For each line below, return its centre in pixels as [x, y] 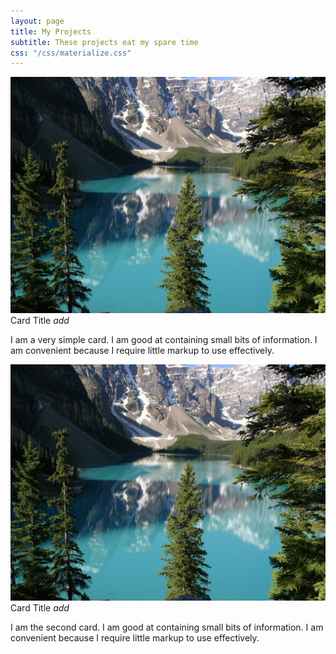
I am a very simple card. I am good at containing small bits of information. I [164, 340]
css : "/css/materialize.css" [71, 53]
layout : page [37, 21]
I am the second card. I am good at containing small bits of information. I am [167, 627]
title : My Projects [51, 31]
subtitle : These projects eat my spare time [104, 42]
